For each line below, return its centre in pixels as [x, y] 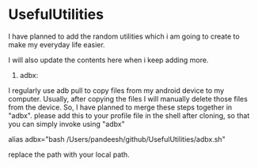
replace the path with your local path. [69, 154]
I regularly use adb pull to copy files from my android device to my [116, 90]
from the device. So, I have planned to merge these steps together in [120, 107]
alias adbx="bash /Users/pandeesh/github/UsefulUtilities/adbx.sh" [117, 139]
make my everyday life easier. [57, 44]
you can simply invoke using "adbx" [66, 124]
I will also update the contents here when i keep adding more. [108, 60]
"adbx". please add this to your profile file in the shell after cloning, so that [129, 115]
